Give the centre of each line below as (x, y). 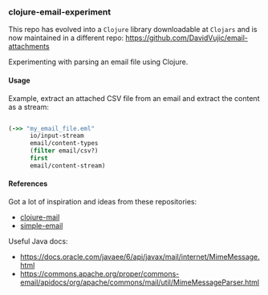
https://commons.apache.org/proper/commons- (99, 273)
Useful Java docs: (38, 241)
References (28, 184)
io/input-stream (57, 136)
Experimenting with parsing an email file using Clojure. (98, 62)
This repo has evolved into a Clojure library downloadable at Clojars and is (133, 30)
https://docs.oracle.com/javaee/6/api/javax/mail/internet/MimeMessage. (140, 257)
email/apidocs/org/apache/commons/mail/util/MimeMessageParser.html (139, 282)
